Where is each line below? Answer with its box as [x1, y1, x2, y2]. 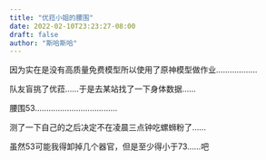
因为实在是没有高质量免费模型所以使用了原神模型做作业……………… [9, 64, 258, 75]
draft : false [9, 30, 59, 39]
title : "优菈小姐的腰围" [9, 13, 94, 23]
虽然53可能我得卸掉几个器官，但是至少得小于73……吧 [9, 141, 210, 152]
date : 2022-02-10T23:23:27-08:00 [9, 22, 136, 31]
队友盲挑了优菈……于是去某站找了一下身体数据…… [9, 83, 197, 95]
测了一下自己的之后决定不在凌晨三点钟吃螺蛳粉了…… [9, 122, 207, 133]
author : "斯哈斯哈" [9, 38, 78, 48]
